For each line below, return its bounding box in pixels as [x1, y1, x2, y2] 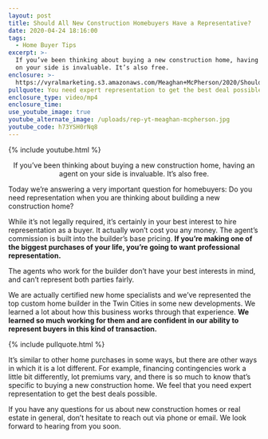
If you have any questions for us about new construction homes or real [8, 404, 241, 413]
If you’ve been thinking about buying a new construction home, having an [13, 160, 255, 170]
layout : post [8, 11, 52, 20]
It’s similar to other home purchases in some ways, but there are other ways [8, 354, 258, 364]
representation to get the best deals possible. [8, 389, 158, 398]
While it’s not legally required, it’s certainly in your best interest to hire [8, 216, 237, 226]
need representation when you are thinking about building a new [8, 192, 221, 202]
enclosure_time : [8, 101, 62, 109]
